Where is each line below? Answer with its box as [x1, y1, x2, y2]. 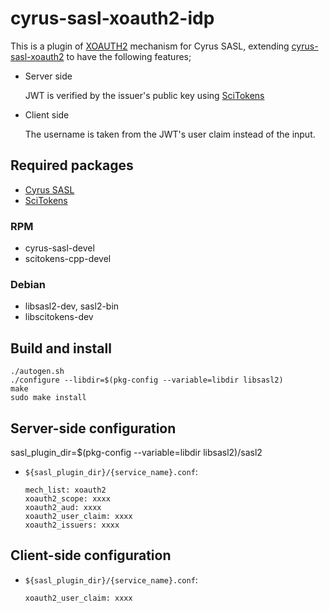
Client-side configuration [10, 547, 172, 564]
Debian [10, 277, 46, 291]
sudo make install [10, 393, 87, 403]
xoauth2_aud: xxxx [24, 502, 102, 512]
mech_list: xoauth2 [24, 485, 107, 495]
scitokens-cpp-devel [24, 253, 112, 265]
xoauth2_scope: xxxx [24, 493, 111, 504]
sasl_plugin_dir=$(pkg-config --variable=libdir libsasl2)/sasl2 [10, 446, 263, 458]
